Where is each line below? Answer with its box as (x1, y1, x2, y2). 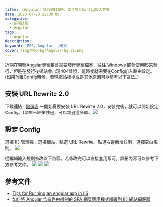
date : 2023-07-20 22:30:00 (5, 12, 60, 17)
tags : (5, 30, 16, 35)
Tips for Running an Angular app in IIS (12, 190, 89, 196)
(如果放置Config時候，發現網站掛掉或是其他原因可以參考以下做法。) (5, 74, 139, 80)
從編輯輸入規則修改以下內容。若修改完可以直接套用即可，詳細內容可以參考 (5, 155, 154, 161)
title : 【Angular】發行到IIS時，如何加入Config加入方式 (5, 7, 110, 12)
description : (5, 39, 32, 44)
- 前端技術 (9, 20, 29, 26)
